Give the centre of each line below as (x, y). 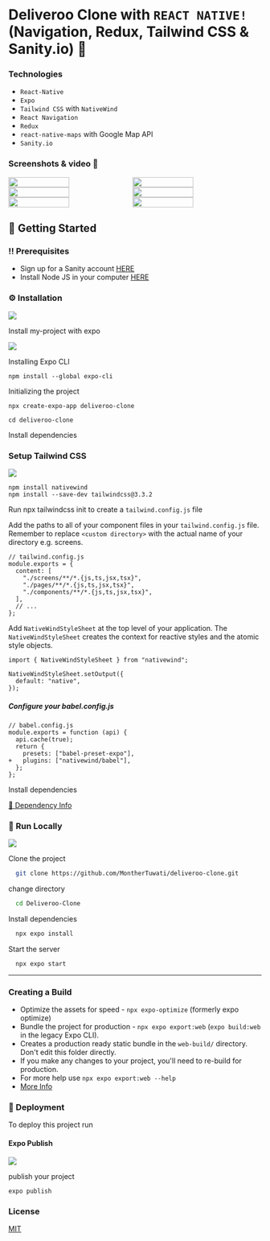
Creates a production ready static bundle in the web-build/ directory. (133, 1044)
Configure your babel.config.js (61, 706)
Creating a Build (40, 992)
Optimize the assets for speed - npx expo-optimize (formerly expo (129, 1010)
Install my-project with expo (54, 331)
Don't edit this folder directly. (68, 1053)
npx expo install (45, 934)
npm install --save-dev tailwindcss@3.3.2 (80, 495)
